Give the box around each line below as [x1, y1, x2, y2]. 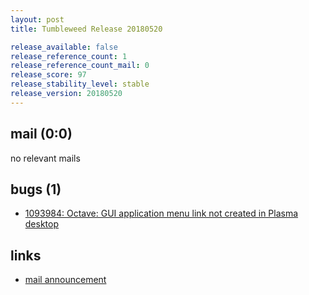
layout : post [10, 14, 65, 25]
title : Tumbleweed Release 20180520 [10, 24, 163, 34]
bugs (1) [10, 181, 62, 198]
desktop [24, 218, 60, 230]
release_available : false [10, 42, 118, 52]
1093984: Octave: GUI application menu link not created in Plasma [24, 207, 299, 220]
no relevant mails [10, 152, 81, 164]
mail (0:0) [10, 126, 73, 143]
